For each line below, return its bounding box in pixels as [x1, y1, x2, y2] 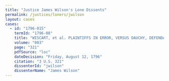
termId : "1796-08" [14, 31, 53, 36]
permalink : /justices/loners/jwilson [5, 12, 84, 17]
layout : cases [5, 17, 35, 22]
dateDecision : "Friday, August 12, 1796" [14, 54, 102, 59]
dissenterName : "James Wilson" [14, 68, 80, 73]
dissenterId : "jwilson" [14, 63, 64, 68]
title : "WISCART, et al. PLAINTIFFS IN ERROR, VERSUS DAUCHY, [14, 36, 147, 41]
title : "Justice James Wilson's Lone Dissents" [5, 7, 107, 13]
